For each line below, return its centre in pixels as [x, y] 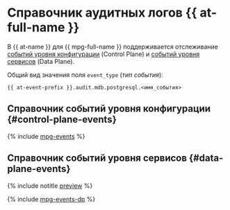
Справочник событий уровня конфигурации [109, 109]
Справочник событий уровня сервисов [97, 158]
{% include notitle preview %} [50, 186]
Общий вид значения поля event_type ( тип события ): [85, 75]
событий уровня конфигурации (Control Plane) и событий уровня [104, 54]
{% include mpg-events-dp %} [51, 199]
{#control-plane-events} [62, 120]
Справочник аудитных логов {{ [102, 13]
